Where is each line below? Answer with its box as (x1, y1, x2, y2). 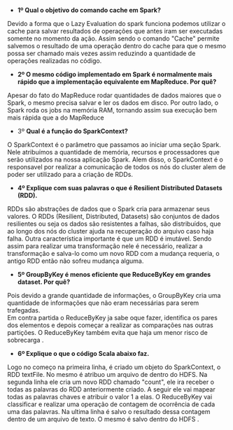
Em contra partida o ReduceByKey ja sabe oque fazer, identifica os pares (7, 314, 218, 322)
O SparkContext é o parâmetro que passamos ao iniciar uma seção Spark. (7, 141, 222, 149)
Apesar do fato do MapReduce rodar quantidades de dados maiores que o (7, 91, 222, 99)
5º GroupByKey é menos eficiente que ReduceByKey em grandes (17, 271, 211, 278)
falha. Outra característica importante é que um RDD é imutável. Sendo (7, 234, 212, 243)
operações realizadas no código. (7, 57, 102, 65)
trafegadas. (7, 306, 41, 314)
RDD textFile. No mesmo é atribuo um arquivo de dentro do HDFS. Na (7, 371, 208, 378)
